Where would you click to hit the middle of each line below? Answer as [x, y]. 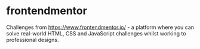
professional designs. [33, 40]
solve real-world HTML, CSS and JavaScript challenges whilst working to [96, 33]
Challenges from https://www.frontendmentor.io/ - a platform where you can [100, 27]
